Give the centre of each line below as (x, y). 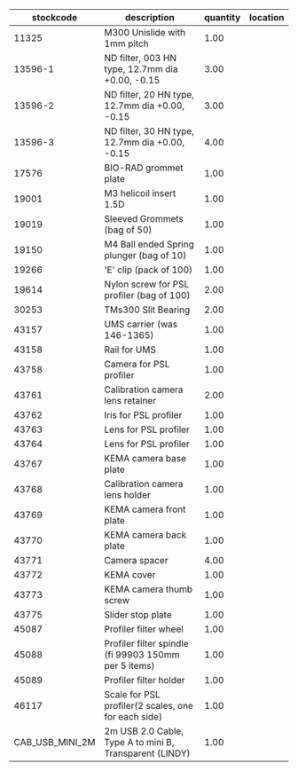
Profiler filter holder (145, 680)
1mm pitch (126, 43)
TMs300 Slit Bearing (147, 310)
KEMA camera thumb (149, 589)
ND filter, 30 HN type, (149, 131)
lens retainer (130, 401)
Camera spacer (136, 560)
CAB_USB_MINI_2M (55, 742)
